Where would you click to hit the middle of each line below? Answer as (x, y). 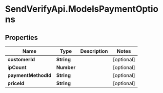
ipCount (17, 67)
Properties (21, 37)
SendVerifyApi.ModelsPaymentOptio (82, 9)
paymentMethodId (30, 75)
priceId (16, 83)
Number (66, 67)
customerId (21, 59)
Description (94, 51)
